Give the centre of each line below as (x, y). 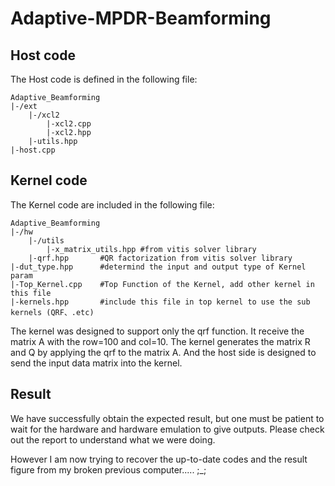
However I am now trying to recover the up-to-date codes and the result (159, 459)
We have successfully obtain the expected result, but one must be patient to (167, 418)
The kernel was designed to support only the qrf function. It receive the (157, 331)
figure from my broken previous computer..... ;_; (108, 469)
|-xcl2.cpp (69, 124)
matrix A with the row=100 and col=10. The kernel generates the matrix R (160, 341)
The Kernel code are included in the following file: (112, 204)
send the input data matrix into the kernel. (96, 363)
